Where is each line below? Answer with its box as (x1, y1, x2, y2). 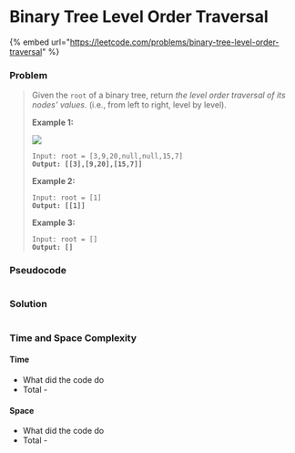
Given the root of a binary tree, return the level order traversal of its (31, 89, 286, 101)
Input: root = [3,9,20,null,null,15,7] (31, 152, 184, 161)
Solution (9, 298, 48, 311)
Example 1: (31, 117, 75, 129)
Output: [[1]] (31, 201, 86, 211)
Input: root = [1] (31, 193, 102, 202)
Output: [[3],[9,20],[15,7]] (31, 160, 143, 170)
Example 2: (31, 176, 76, 187)
